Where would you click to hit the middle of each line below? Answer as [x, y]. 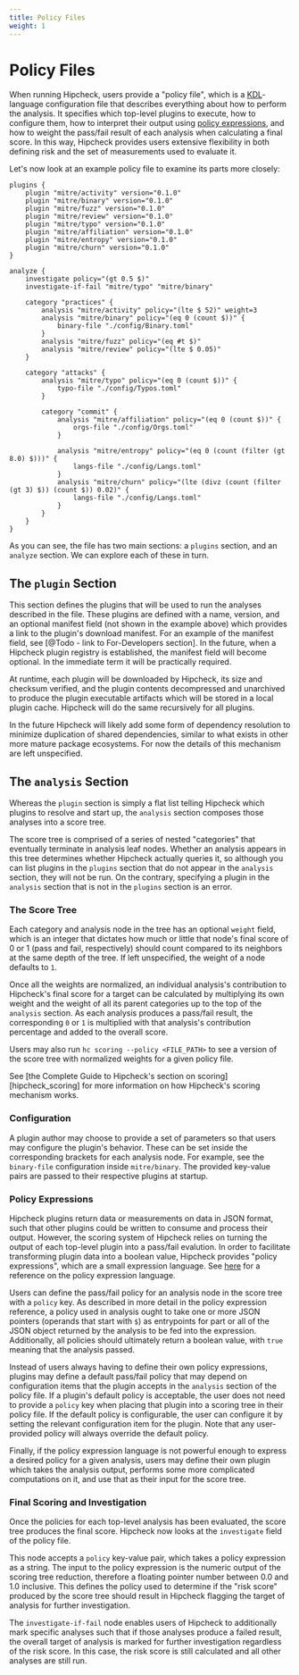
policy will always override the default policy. [127, 1433]
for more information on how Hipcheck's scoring [171, 1085]
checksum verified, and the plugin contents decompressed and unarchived [147, 689]
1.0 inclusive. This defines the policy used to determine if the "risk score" [144, 1587]
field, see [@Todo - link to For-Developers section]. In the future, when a [143, 643]
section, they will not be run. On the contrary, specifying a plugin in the [140, 877]
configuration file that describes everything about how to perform [166, 105]
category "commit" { [79, 412]
